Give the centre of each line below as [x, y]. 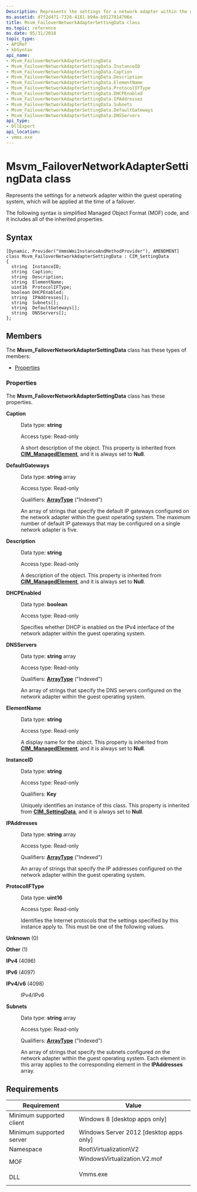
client [17, 1123]
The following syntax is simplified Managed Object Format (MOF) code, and [98, 213]
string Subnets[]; [35, 303]
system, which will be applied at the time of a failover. [71, 201]
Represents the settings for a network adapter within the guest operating [94, 195]
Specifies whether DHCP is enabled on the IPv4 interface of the [98, 627]
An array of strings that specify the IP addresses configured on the [101, 869]
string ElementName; [38, 282]
